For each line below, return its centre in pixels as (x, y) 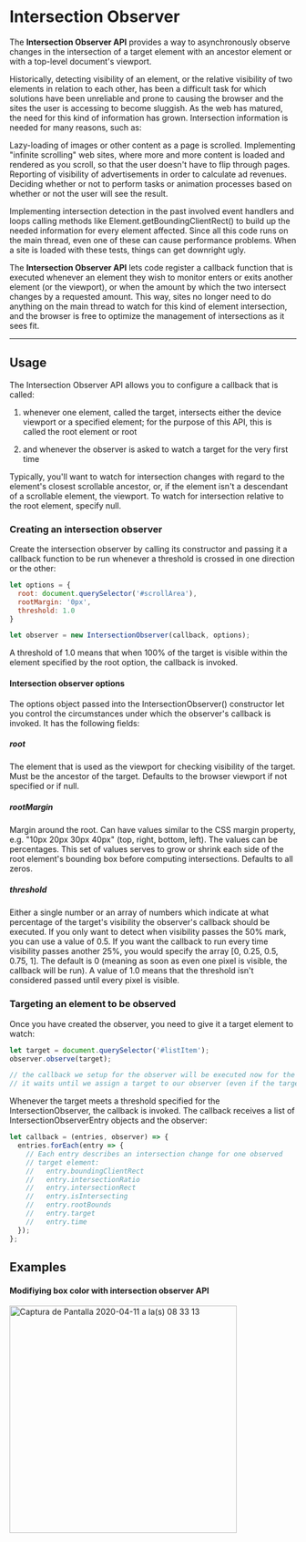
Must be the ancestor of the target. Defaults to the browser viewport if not (148, 776)
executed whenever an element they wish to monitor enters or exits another (151, 277)
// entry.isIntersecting (77, 1197)
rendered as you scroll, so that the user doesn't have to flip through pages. (150, 164)
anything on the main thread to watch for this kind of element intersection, (148, 306)
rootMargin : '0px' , (55, 602)
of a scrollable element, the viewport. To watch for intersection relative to (147, 496)
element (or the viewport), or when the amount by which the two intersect (148, 287)
